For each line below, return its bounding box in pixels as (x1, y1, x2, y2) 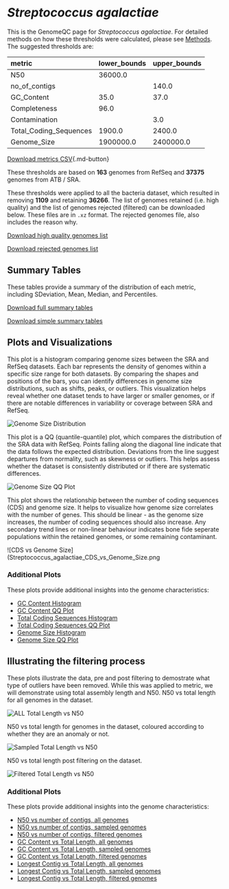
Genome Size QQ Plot (16, 635, 79, 644)
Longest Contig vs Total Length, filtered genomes (16, 874, 158, 882)
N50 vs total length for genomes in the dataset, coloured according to (7, 722, 204, 730)
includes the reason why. (7, 218, 78, 226)
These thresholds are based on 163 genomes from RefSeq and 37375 (7, 168, 204, 176)
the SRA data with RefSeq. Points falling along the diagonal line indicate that (7, 440, 221, 448)
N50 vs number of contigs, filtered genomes (16, 830, 143, 838)
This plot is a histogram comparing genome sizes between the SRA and (7, 355, 209, 363)
